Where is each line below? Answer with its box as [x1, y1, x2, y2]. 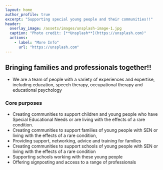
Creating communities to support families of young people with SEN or [12, 127, 158, 133]
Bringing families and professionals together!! [5, 63, 151, 72]
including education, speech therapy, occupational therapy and [12, 82, 143, 88]
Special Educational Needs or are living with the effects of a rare [12, 116, 145, 122]
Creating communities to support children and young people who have [12, 111, 158, 117]
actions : [9, 36, 28, 41]
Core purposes [5, 100, 42, 107]
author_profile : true [5, 12, 50, 17]
